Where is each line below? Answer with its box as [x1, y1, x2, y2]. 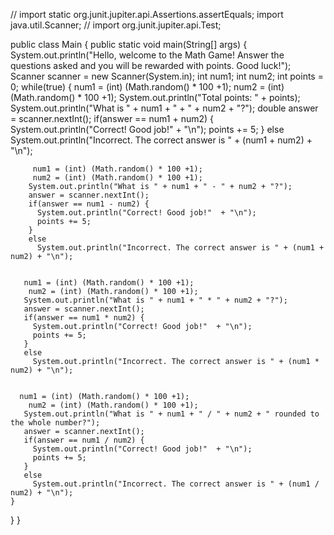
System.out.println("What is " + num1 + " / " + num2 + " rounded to [23, 409, 320, 419]
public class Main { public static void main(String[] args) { [10, 39, 248, 50]
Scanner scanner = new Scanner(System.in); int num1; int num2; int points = [10, 70, 324, 82]
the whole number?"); [10, 418, 101, 428]
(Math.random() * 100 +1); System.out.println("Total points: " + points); [10, 92, 301, 103]
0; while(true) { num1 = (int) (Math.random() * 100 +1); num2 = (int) [10, 81, 285, 93]
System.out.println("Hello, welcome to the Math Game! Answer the [10, 49, 285, 61]
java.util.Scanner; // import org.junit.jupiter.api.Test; [10, 19, 222, 31]
